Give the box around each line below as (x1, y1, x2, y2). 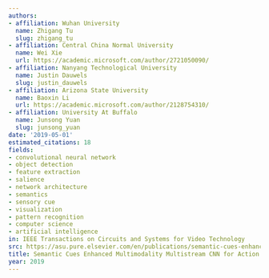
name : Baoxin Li (15, 94, 70, 102)
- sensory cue (8, 198, 56, 206)
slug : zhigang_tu (15, 34, 74, 42)
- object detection (8, 161, 74, 169)
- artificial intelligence (8, 228, 98, 236)
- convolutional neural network (8, 153, 116, 161)
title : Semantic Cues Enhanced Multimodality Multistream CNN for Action (8, 250, 260, 258)
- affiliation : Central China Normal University (8, 42, 174, 50)
